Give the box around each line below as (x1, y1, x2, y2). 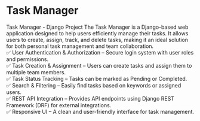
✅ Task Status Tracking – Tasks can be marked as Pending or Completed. (6, 75, 187, 82)
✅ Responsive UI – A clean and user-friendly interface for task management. (6, 108, 195, 115)
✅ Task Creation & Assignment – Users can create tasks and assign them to (6, 62, 192, 69)
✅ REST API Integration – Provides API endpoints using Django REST (6, 95, 175, 102)
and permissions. (6, 55, 49, 63)
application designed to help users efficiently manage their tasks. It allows (6, 29, 189, 37)
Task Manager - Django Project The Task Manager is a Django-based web (6, 23, 189, 31)
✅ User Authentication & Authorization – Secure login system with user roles (6, 49, 194, 56)
